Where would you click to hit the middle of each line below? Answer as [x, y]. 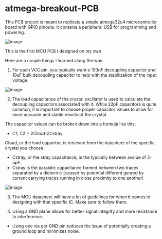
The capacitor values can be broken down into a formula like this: [71, 124]
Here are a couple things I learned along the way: [54, 60]
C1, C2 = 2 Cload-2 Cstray [37, 133]
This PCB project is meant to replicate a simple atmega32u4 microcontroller [81, 22]
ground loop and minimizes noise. [46, 231]
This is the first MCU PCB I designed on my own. [54, 51]
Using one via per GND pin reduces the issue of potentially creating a [81, 226]
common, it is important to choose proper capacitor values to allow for [82, 109]
